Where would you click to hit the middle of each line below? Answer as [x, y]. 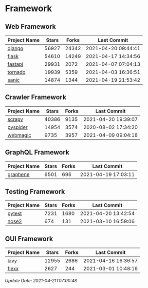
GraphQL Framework [37, 152]
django [15, 48]
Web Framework [30, 27]
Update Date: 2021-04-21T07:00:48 [41, 281]
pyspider [18, 127]
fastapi [15, 64]
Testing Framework [35, 192]
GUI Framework [29, 239]
